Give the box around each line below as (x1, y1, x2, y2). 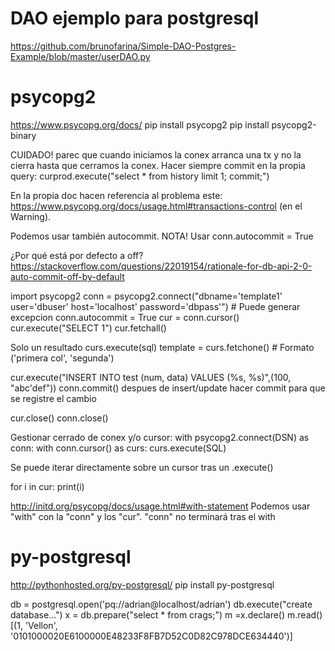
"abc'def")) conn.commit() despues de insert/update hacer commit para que (10, 382, 326, 394)
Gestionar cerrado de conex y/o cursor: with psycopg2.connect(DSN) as (10, 431, 310, 443)
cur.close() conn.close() (10, 412, 109, 424)
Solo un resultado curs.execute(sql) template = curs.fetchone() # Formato (10, 341, 315, 353)
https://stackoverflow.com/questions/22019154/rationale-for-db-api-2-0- (10, 260, 313, 272)
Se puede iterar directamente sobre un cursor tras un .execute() (10, 461, 274, 473)
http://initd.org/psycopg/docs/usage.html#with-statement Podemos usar (10, 500, 311, 512)
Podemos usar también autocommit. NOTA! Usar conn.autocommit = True (10, 230, 314, 242)
